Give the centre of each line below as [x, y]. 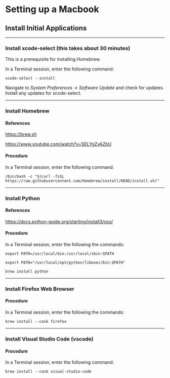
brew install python [27, 271]
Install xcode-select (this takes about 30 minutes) [68, 48]
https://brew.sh [21, 134]
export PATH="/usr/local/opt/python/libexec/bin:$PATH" [65, 262]
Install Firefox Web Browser [40, 289]
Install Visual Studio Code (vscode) [49, 339]
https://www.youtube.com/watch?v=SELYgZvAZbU [58, 144]
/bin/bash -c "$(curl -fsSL [35, 176]
